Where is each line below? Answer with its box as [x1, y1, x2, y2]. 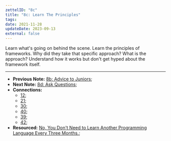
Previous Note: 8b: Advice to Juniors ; [12, 76, 93, 82]
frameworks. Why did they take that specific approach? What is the [5, 50, 147, 57]
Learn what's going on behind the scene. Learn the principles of [5, 45, 140, 51]
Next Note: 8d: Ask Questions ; [12, 81, 77, 87]
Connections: [12, 87, 42, 93]
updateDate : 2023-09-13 [5, 26, 56, 32]
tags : [5, 17, 17, 22]
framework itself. [5, 62, 41, 67]
